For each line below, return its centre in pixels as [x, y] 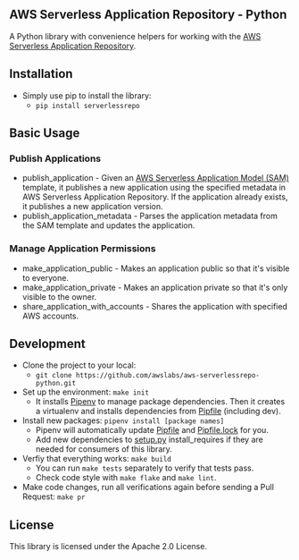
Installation [41, 74]
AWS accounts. [50, 316]
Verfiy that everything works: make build [96, 459]
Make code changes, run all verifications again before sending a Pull [148, 488]
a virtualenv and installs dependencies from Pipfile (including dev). [158, 412]
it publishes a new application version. [92, 207]
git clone [54, 376]
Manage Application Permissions [83, 249]
